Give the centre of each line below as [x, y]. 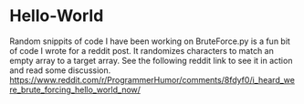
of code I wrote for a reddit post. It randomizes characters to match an [142, 50]
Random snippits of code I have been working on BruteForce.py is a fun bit [150, 41]
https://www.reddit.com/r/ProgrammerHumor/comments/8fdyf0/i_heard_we [152, 79]
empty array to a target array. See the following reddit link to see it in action [151, 60]
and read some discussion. [60, 70]
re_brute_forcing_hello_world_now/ [75, 89]
